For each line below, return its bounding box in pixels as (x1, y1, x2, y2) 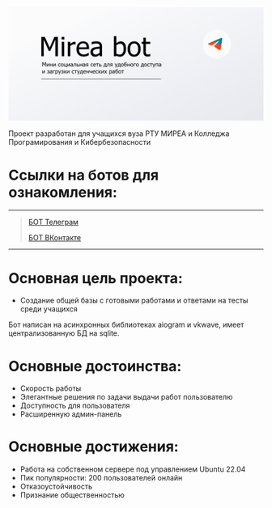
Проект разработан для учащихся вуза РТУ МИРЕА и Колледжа (8, 129, 230, 138)
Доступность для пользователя (19, 400, 130, 411)
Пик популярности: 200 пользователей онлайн (19, 473, 183, 483)
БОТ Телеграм (28, 218, 79, 227)
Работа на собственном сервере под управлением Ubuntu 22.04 (19, 464, 246, 474)
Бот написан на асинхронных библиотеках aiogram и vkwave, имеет (8, 320, 244, 330)
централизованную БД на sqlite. (8, 328, 120, 338)
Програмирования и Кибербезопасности (8, 138, 151, 147)
